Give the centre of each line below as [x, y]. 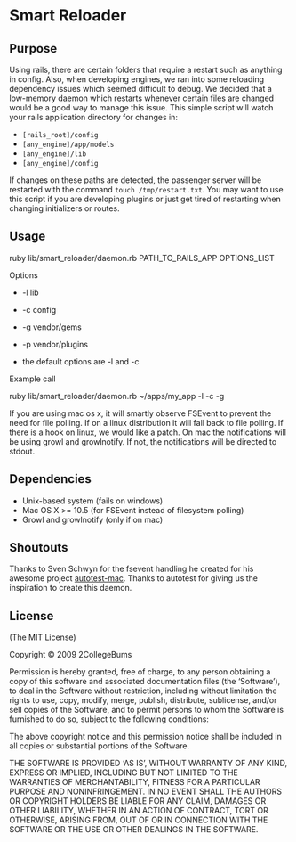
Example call [32, 379]
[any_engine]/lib [54, 154]
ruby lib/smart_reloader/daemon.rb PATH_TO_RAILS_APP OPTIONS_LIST [142, 258]
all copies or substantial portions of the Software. [99, 746]
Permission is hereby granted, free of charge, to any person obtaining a [140, 672]
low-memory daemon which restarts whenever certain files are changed [141, 98]
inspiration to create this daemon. [71, 588]
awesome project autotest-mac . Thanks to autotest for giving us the [134, 578]
